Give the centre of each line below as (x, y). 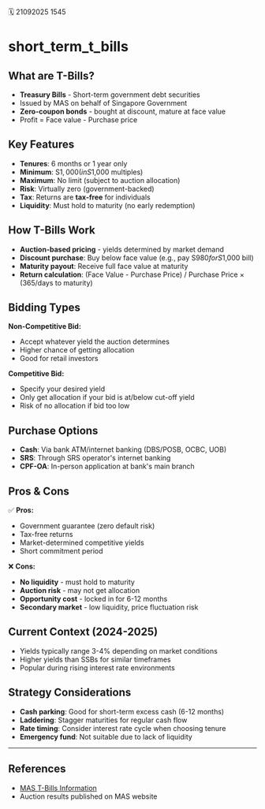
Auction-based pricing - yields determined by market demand (122, 249)
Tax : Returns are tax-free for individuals (85, 197)
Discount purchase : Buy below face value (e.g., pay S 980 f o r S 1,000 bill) (136, 257)
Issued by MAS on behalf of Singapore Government (103, 103)
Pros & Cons (39, 491)
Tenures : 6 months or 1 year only (73, 163)
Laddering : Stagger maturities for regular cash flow (103, 720)
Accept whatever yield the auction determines (94, 341)
